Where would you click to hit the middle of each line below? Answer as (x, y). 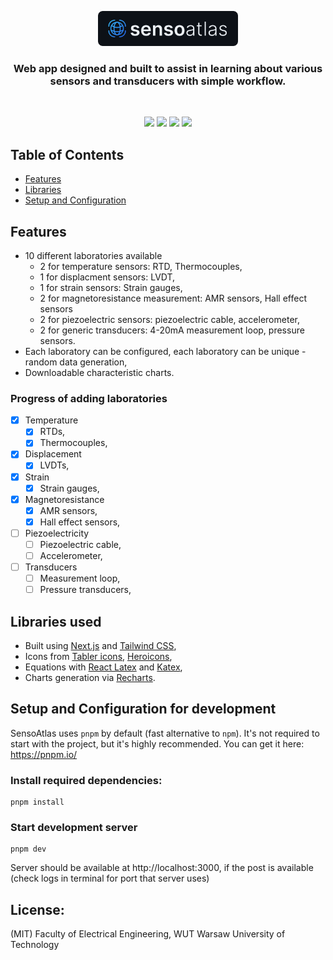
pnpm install (37, 802)
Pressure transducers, (85, 590)
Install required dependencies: (86, 780)
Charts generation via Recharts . (90, 678)
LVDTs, (54, 465)
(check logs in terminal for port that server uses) (110, 878)
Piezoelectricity (57, 533)
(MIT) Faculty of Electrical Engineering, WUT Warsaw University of (148, 934)
